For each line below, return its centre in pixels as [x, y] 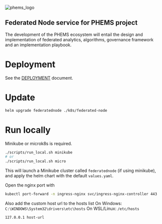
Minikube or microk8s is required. [39, 143]
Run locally [28, 130]
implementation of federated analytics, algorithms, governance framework [79, 39]
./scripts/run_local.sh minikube [39, 152]
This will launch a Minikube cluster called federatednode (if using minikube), [81, 171]
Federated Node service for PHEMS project [71, 23]
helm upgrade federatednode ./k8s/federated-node [56, 110]
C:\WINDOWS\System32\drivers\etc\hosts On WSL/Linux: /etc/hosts [72, 208]
